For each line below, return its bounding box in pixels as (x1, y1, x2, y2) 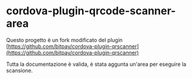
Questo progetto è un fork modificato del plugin (6, 36, 123, 43)
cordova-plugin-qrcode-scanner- (6, 4, 177, 18)
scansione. (6, 67, 33, 74)
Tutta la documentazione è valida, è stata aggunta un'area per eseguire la (6, 61, 187, 68)
